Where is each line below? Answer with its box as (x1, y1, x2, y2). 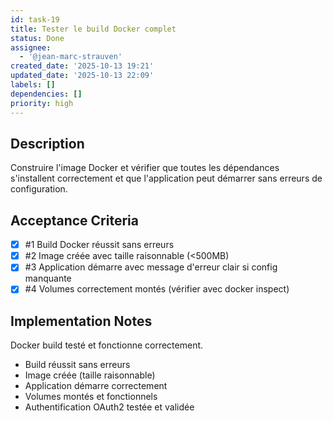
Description (10, 135, 85, 152)
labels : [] (10, 80, 56, 90)
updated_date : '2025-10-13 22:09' (10, 71, 155, 81)
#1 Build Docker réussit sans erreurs (24, 239, 175, 251)
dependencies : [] (10, 89, 83, 99)
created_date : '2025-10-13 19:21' (10, 61, 155, 71)
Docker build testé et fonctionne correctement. (10, 339, 204, 351)
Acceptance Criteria (10, 212, 139, 229)
